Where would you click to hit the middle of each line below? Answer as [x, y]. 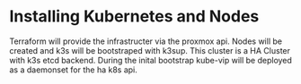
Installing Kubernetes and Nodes [134, 17]
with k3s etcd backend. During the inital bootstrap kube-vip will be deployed [150, 60]
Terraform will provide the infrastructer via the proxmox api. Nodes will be [146, 41]
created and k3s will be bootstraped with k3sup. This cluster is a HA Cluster [150, 50]
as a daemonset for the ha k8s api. [73, 70]
